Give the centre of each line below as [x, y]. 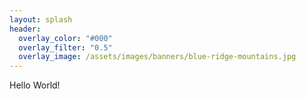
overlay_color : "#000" [65, 38]
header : [25, 29]
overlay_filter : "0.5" [65, 47]
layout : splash [41, 19]
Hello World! [35, 85]
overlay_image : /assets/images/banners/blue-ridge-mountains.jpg [157, 57]
